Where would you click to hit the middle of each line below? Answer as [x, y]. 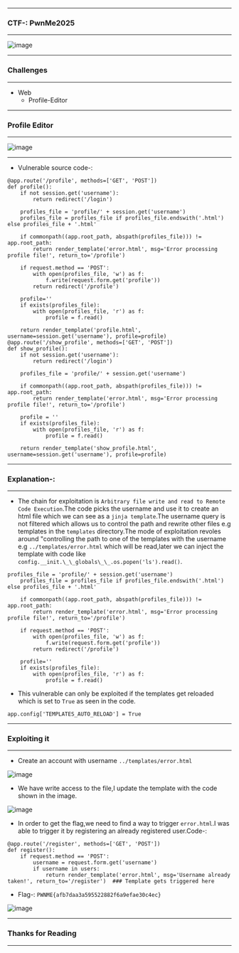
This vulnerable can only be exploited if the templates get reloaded [116, 693]
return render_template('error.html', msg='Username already [138, 875]
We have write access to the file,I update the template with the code [117, 788]
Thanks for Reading [42, 934]
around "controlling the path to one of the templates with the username [122, 539]
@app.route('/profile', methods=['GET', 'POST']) [83, 181]
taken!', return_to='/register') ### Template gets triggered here [111, 882]
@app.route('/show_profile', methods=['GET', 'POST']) [90, 342]
